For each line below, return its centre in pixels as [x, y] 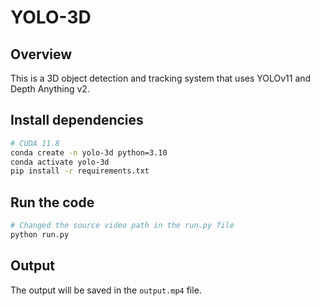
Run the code [52, 202]
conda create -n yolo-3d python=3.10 [89, 152]
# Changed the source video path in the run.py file [122, 226]
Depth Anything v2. [50, 89]
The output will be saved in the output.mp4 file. [106, 290]
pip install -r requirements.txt [80, 171]
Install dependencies [77, 120]
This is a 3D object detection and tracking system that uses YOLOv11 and [161, 78]
